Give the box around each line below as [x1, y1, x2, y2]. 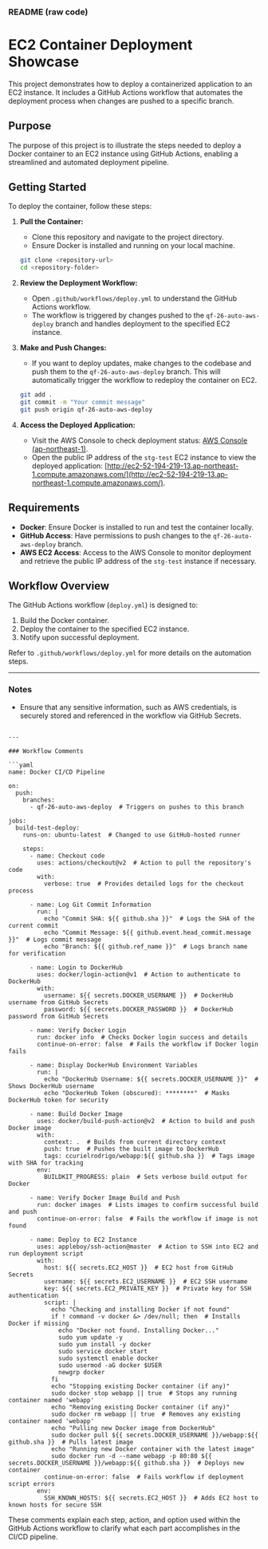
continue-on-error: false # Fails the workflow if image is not [37, 1215, 259, 1223]
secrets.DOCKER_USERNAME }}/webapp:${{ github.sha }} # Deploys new [8, 1459, 245, 1467]
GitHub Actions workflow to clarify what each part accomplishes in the [8, 1523, 241, 1533]
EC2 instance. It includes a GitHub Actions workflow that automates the [8, 87, 243, 97]
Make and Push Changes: [19, 343, 107, 353]
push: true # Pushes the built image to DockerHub [43, 1145, 219, 1153]
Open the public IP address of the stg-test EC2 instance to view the [31, 452, 257, 462]
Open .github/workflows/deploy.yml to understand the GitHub [31, 294, 238, 303]
